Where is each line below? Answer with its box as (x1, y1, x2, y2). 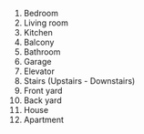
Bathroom (23, 46, 61, 57)
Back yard (23, 95, 62, 106)
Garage (23, 57, 52, 67)
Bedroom (23, 8, 58, 18)
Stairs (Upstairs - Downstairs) (23, 76, 136, 86)
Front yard (23, 86, 63, 96)
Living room (23, 17, 69, 28)
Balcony (23, 36, 55, 47)
